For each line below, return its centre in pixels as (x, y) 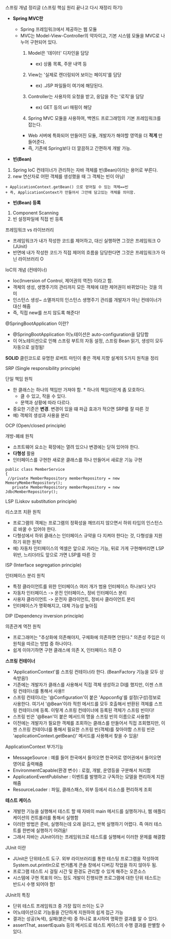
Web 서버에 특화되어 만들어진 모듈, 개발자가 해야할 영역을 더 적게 (92, 135)
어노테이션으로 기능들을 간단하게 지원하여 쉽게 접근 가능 (68, 912)
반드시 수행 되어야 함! (34, 884)
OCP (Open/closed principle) (36, 425)
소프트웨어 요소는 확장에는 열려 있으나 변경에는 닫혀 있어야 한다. (76, 447)
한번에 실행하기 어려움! (45, 830)
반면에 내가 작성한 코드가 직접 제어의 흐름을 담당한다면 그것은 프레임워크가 (86, 253)
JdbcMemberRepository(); (32, 492)
